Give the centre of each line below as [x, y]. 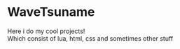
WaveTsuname [51, 12]
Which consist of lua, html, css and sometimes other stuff [90, 38]
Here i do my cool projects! [46, 31]
